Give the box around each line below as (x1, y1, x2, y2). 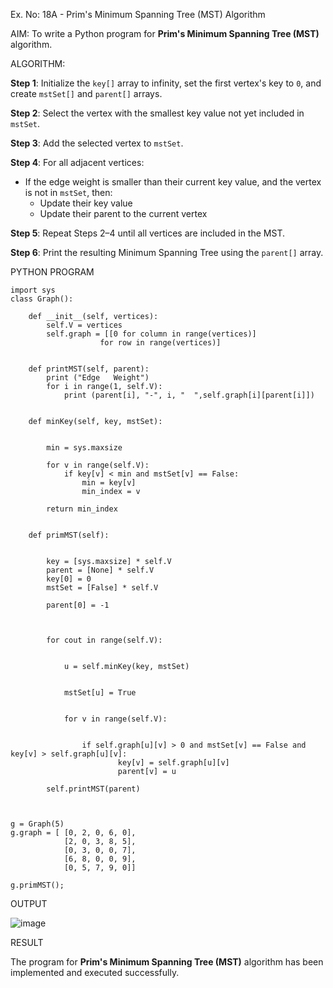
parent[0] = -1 (46, 600, 110, 610)
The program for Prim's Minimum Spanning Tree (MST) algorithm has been (10, 956, 324, 968)
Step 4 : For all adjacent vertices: (10, 157, 145, 168)
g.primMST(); (10, 880, 65, 890)
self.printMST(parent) (46, 784, 141, 794)
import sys (10, 285, 56, 295)
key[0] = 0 (46, 574, 92, 584)
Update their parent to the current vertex (39, 208, 208, 219)
